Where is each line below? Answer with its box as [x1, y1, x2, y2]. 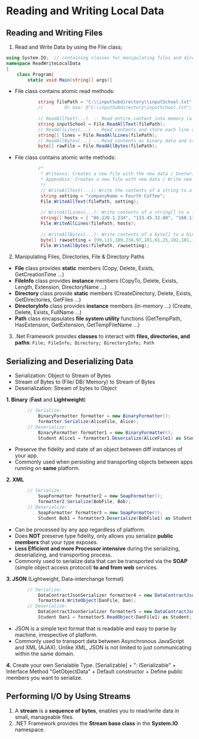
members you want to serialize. [6, 674, 83, 681]
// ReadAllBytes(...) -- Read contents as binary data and [37, 137, 187, 143]
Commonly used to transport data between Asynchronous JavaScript [14, 637, 184, 644]
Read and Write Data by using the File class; [14, 43, 123, 50]
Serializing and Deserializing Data [6, 356, 133, 366]
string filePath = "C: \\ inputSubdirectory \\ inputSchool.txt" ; [37, 99, 195, 105]
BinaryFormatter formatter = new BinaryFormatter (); [37, 413, 171, 419]
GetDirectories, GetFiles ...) [14, 296, 81, 303]
